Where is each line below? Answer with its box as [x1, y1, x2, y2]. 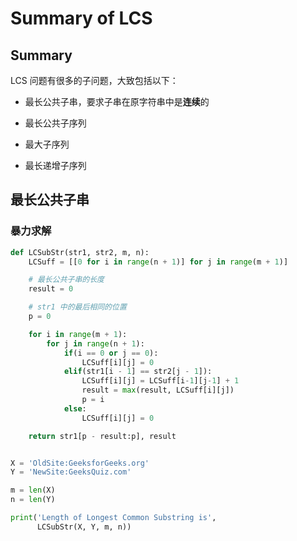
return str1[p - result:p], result [28, 431, 177, 441]
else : [63, 403, 87, 414]
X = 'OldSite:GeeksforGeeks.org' [10, 458, 150, 468]
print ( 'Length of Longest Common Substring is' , [10, 513, 217, 523]
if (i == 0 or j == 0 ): [63, 348, 159, 358]
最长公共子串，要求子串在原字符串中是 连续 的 [24, 96, 210, 107]
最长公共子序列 [24, 117, 87, 129]
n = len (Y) [10, 495, 56, 505]
